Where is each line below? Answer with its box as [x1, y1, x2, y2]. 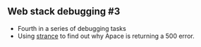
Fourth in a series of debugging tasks [17, 24, 127, 32]
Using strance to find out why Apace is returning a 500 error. [17, 32, 195, 40]
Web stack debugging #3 [7, 6, 121, 18]
